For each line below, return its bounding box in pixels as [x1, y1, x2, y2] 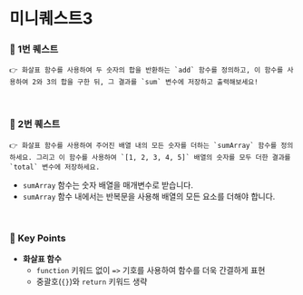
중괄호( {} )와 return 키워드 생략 [35, 276, 148, 287]
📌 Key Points [9, 231, 66, 244]
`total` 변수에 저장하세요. [9, 162, 101, 172]
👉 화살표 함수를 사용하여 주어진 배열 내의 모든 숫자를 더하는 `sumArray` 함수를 [9, 141, 278, 150]
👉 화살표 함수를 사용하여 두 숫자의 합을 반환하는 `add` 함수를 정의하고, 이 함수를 [9, 65, 284, 75]
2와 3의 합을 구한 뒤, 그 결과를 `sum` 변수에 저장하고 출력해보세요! [31, 78, 259, 87]
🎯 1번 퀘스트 [9, 43, 59, 55]
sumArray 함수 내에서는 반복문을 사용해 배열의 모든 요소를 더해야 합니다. [22, 191, 276, 202]
